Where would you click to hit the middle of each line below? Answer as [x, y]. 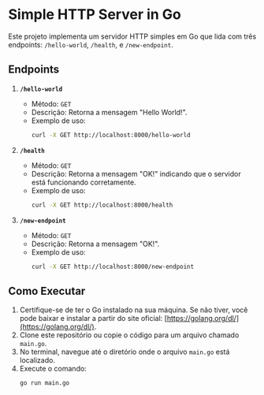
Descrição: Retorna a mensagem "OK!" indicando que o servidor [136, 173]
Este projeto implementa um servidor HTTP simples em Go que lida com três [132, 36]
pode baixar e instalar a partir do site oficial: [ [93, 319]
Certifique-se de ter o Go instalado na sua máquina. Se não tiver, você [134, 310]
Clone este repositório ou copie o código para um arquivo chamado [129, 335]
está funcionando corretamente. [84, 182]
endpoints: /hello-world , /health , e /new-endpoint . [91, 44]
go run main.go [45, 383]
